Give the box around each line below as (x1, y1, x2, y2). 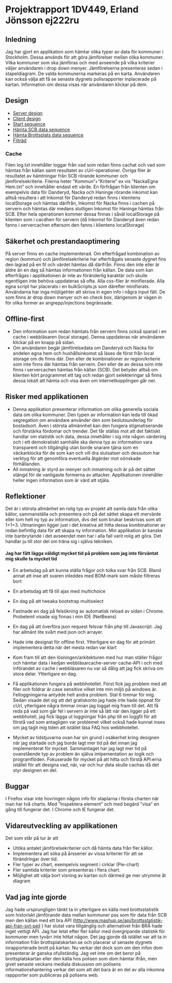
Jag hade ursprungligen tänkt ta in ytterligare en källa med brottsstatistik (5, 906, 159, 913)
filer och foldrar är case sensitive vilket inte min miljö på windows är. (12, 686, 158, 692)
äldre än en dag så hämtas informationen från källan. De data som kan (5, 266, 154, 273)
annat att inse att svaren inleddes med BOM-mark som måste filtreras (12, 573, 160, 579)
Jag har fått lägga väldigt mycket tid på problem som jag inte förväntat (5, 550, 159, 556)
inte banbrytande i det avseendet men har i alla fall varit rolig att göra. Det (5, 533, 161, 539)
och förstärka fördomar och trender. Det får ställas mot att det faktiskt (12, 428, 161, 434)
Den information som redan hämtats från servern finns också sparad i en (12, 328, 167, 334)
